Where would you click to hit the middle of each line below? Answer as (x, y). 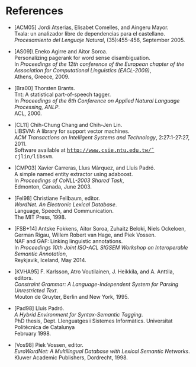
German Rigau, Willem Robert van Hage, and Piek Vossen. (85, 235)
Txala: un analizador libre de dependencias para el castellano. (89, 33)
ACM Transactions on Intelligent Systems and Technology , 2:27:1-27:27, (102, 137)
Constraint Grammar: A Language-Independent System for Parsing (96, 284)
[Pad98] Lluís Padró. (39, 308)
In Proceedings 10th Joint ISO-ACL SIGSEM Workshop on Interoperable (101, 247)
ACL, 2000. (28, 113)
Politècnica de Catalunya (44, 327)
